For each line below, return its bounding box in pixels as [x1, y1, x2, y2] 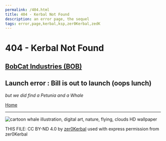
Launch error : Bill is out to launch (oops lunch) [5, 79, 152, 87]
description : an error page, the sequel [5, 16, 90, 21]
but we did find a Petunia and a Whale [5, 92, 84, 98]
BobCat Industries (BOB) [5, 62, 83, 70]
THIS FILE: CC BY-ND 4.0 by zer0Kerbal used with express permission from [5, 126, 160, 132]
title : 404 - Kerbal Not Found [5, 12, 70, 17]
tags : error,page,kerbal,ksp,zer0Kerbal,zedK [5, 21, 100, 26]
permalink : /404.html [5, 7, 50, 12]
